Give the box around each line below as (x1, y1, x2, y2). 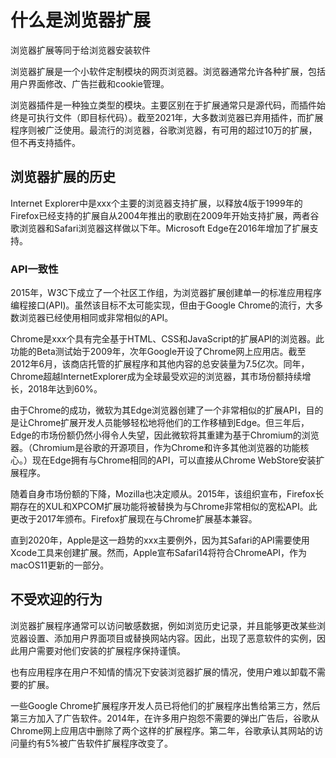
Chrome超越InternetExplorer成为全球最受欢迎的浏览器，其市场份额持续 (10, 371, 303, 383)
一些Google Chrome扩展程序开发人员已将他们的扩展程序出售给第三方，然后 (10, 699, 321, 711)
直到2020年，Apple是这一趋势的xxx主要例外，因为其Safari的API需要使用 (10, 534, 310, 546)
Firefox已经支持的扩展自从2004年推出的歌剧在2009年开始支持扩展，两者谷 (10, 209, 320, 221)
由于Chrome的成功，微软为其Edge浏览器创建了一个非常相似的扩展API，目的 (10, 404, 324, 416)
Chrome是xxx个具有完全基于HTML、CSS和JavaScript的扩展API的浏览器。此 (10, 333, 325, 345)
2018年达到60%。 (27, 383, 103, 395)
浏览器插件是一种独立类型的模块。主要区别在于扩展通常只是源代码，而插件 (10, 99, 317, 111)
